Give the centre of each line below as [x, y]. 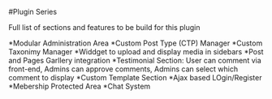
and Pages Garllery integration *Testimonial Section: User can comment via [135, 60]
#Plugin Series [33, 12]
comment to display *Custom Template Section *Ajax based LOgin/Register [135, 77]
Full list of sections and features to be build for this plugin [104, 27]
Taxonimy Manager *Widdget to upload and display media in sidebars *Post [136, 52]
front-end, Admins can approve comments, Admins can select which [123, 69]
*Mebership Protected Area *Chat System [80, 86]
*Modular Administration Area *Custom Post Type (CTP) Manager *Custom [136, 43]
